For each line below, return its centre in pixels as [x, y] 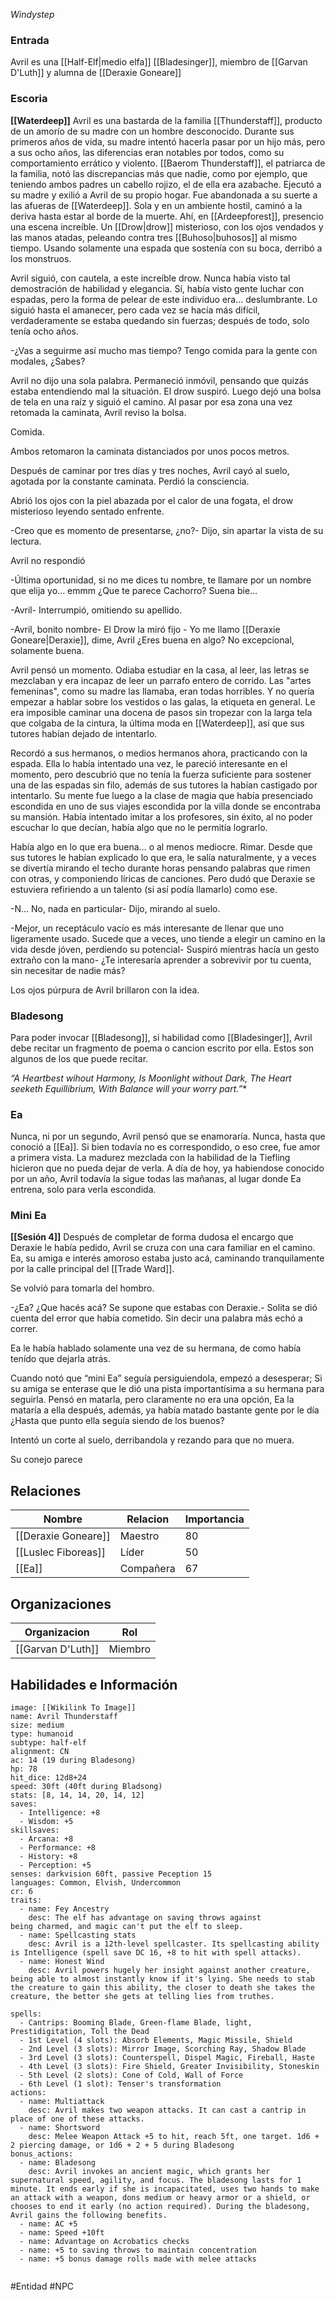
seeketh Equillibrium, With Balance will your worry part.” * [129, 1088]
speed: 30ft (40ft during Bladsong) [86, 1786]
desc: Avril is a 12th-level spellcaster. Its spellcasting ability [174, 1944]
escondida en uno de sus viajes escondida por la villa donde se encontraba [166, 806]
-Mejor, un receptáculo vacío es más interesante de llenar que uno [147, 928]
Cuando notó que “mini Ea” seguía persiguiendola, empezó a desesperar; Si [166, 1378]
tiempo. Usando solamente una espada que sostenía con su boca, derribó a [166, 248]
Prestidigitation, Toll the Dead [80, 2031]
